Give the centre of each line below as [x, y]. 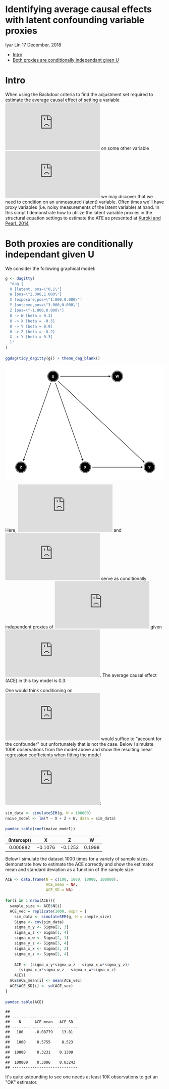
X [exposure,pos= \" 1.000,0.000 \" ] [46, 300]
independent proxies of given [84, 627]
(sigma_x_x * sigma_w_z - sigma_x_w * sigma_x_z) [67, 970]
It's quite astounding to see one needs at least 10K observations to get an [81, 1077]
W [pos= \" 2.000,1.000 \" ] [36, 294]
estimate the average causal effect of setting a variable [63, 100]
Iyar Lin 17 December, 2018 [33, 44]
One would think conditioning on [39, 690]
